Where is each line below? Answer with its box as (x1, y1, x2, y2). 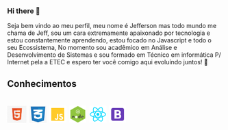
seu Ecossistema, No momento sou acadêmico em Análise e (7, 44, 178, 52)
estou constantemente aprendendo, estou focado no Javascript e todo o (7, 36, 212, 44)
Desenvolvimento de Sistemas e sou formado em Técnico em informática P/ (7, 51, 221, 59)
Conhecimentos (7, 78, 77, 90)
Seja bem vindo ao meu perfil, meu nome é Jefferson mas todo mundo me (7, 22, 217, 30)
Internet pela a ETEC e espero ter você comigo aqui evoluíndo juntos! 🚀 (7, 58, 208, 66)
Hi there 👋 (7, 6, 41, 16)
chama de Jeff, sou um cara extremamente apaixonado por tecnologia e (7, 29, 211, 37)
